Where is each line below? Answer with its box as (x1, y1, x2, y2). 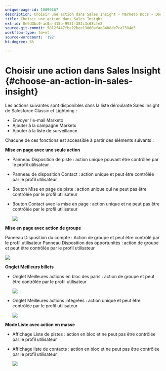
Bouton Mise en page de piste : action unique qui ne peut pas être (12, 186, 147, 192)
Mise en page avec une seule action (5, 147, 81, 153)
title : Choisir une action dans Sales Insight (5, 16, 103, 21)
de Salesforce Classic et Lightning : (5, 107, 78, 114)
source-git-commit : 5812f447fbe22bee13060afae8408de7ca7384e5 (5, 26, 136, 31)
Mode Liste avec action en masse (5, 322, 75, 328)
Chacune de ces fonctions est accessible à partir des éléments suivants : (5, 137, 154, 143)
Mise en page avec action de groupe (5, 225, 82, 231)
